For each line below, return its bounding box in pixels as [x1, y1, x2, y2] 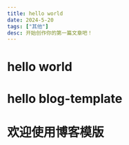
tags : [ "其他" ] [7, 23, 49, 30]
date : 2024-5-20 [7, 17, 54, 23]
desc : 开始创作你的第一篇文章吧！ [7, 29, 93, 37]
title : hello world [7, 10, 63, 17]
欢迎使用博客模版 [7, 124, 105, 140]
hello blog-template [7, 90, 123, 106]
